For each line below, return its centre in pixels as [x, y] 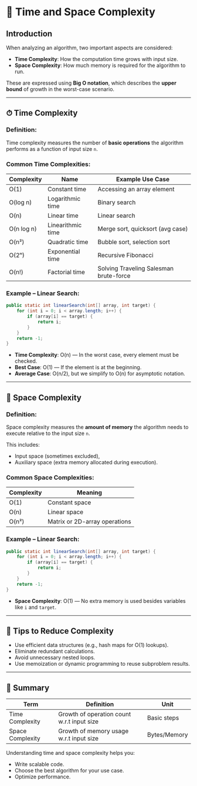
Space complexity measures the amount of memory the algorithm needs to [97, 427]
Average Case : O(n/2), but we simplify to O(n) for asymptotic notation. [100, 374]
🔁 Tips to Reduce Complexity [60, 631]
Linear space [66, 512]
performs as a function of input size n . [52, 149]
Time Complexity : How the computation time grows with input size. [96, 59]
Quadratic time [68, 242]
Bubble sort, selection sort [134, 242]
